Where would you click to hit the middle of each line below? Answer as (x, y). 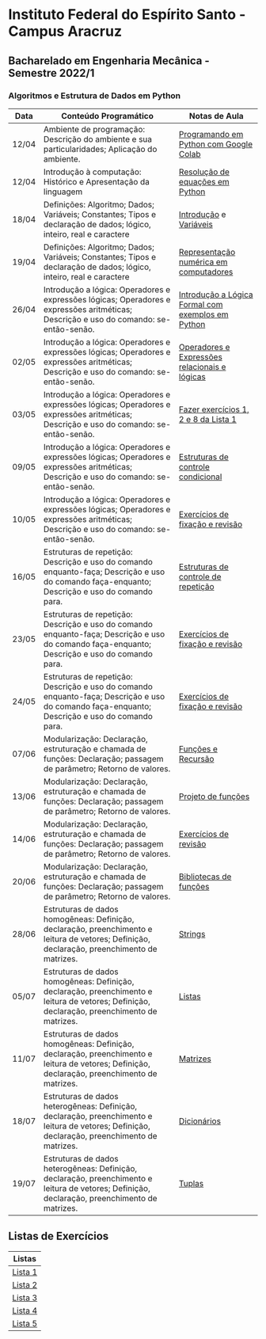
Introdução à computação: (92, 172)
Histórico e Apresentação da (97, 181)
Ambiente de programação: (94, 129)
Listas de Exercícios (59, 1236)
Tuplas (191, 1183)
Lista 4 (25, 1310)
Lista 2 (25, 1284)
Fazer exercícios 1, (214, 409)
